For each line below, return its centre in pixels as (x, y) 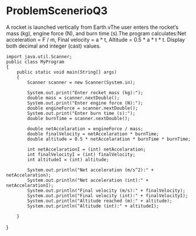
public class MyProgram (35, 62)
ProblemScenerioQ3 (57, 11)
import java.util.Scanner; (39, 56)
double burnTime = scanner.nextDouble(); (79, 118)
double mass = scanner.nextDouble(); (73, 98)
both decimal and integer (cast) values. (54, 46)
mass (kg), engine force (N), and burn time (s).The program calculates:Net (96, 33)
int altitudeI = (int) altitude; (68, 159)
